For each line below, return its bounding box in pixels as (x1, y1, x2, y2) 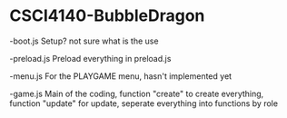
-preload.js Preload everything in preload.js (9, 53, 172, 64)
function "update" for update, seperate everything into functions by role (9, 97, 279, 109)
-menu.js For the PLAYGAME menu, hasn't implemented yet (9, 70, 233, 82)
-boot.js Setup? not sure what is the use (9, 35, 159, 46)
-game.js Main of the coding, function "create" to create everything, (9, 88, 264, 99)
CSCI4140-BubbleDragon (9, 5, 205, 26)
